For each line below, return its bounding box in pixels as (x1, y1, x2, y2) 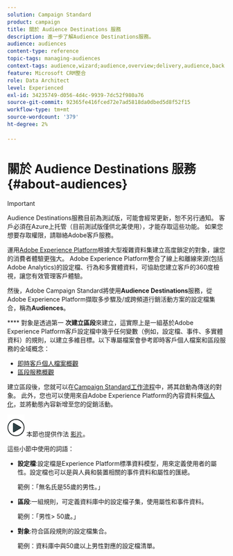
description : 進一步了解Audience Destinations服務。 (7, 33, 155, 40)
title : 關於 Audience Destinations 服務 (7, 26, 121, 33)
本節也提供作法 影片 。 (26, 430, 89, 438)
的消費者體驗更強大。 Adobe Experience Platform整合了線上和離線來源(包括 (7, 254, 223, 263)
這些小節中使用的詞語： (7, 444, 74, 453)
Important (7, 199, 35, 207)
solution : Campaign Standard (7, 11, 92, 18)
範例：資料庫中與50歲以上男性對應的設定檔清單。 (17, 541, 159, 550)
